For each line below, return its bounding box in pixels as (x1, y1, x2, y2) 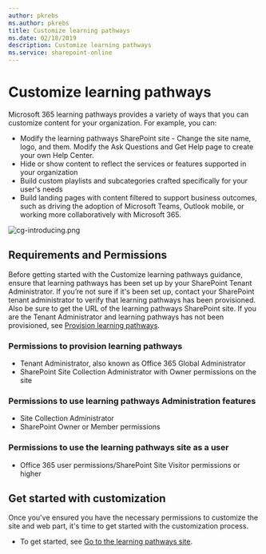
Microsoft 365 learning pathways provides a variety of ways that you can (8, 109, 249, 119)
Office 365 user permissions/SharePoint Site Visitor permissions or (19, 460, 240, 469)
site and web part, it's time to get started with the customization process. (8, 521, 249, 531)
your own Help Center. (19, 150, 94, 160)
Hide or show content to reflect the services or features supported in (19, 159, 247, 168)
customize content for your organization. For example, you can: (8, 117, 217, 128)
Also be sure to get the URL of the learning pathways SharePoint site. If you (8, 303, 257, 313)
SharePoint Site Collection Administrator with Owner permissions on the (19, 367, 257, 377)
